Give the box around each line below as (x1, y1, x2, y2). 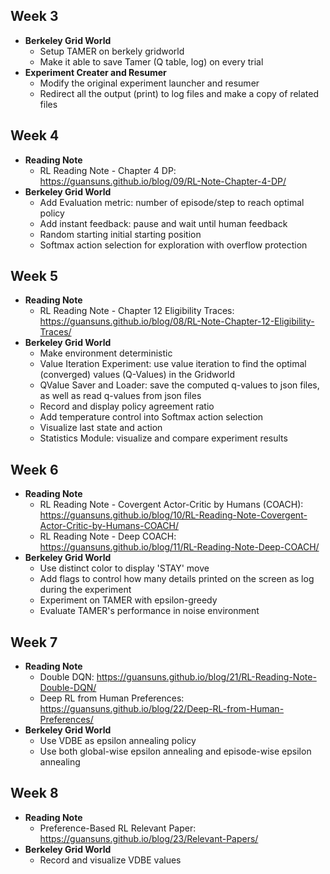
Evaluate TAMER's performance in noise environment (39, 605, 260, 617)
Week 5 (10, 268, 58, 285)
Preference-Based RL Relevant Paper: (39, 822, 197, 834)
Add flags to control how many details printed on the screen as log (39, 573, 315, 585)
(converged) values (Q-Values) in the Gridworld (39, 369, 236, 381)
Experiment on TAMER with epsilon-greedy (39, 594, 218, 606)
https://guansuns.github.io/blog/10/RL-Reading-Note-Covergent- (39, 509, 308, 521)
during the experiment (39, 584, 132, 596)
